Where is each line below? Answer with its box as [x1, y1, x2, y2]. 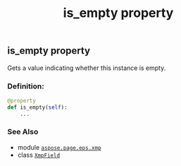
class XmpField [17, 150, 61, 159]
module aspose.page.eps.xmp [17, 143, 101, 151]
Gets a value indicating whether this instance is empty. [7, 64, 166, 72]
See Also [7, 127, 39, 137]
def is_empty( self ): [7, 104, 68, 111]
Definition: [7, 81, 44, 91]
